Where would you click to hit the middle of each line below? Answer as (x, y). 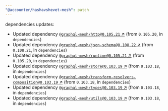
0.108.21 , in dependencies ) (40, 50)
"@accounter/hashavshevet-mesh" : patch (47, 10)
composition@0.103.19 (35, 82)
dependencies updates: (30, 24)
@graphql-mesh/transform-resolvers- (97, 77)
